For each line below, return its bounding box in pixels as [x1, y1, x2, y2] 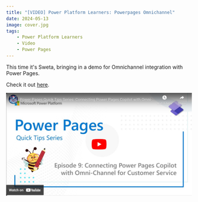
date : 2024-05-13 [6, 15, 49, 22]
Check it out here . [6, 81, 50, 88]
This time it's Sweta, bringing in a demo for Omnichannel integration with [6, 63, 183, 70]
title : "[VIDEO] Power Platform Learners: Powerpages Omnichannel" [6, 9, 176, 15]
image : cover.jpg [6, 22, 49, 28]
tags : [6, 28, 19, 34]
